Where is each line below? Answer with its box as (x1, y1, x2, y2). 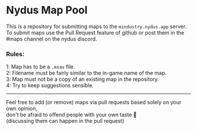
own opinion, (6, 105, 38, 112)
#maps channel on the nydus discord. (6, 35, 97, 42)
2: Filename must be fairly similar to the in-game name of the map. (6, 70, 167, 77)
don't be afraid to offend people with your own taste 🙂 (6, 111, 137, 118)
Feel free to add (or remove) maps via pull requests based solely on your (6, 99, 182, 106)
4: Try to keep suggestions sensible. (6, 82, 94, 89)
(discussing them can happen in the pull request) (6, 118, 125, 125)
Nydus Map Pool (6, 4, 88, 17)
